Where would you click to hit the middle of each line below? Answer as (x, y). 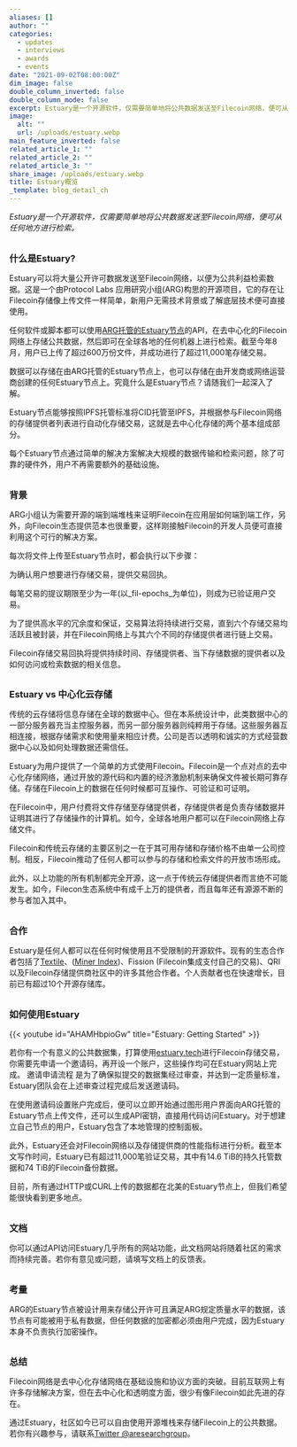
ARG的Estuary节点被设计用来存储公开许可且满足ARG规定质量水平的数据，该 (148, 1309)
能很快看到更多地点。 (48, 1198)
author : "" (29, 26)
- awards (33, 58)
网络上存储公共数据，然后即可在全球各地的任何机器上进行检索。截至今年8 (143, 341)
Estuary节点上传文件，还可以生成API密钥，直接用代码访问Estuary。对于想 (144, 1116)
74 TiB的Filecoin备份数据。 (73, 1168)
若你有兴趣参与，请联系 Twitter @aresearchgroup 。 (102, 1434)
